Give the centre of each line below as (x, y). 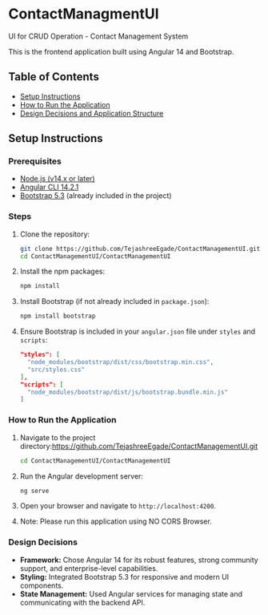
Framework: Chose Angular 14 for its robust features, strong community (139, 560)
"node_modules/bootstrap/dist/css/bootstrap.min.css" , (121, 362)
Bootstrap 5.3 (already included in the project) (96, 196)
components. (42, 585)
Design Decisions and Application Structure (92, 113)
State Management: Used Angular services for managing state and (131, 593)
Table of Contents (54, 77)
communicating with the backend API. (82, 602)
